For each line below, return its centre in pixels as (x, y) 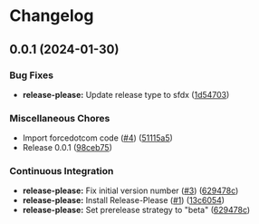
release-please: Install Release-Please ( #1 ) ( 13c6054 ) (123, 200)
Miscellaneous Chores (60, 118)
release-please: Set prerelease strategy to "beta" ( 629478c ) (136, 210)
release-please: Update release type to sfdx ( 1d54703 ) (126, 94)
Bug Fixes (32, 75)
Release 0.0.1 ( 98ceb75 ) (67, 148)
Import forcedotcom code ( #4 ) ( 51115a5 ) (98, 138)
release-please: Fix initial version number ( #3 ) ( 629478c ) (130, 190)
